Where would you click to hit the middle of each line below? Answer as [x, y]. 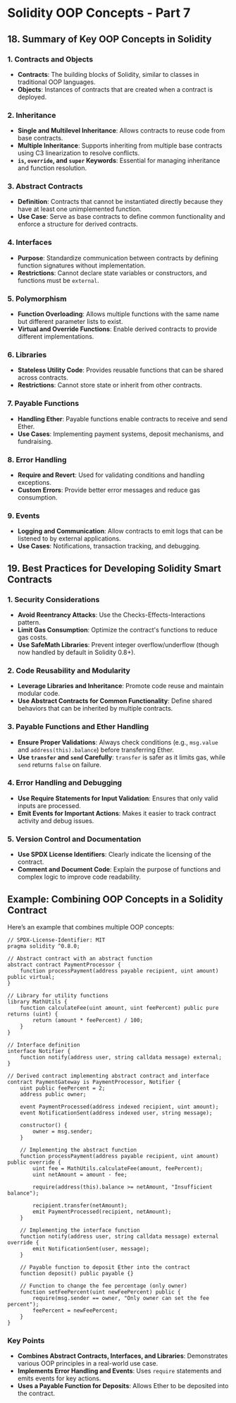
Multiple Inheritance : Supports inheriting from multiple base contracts [120, 145]
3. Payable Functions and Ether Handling [78, 727]
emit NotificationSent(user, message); [91, 1248]
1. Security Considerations [54, 599]
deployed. [32, 97]
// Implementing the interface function [80, 1230]
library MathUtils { [38, 1001]
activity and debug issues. [56, 821]
